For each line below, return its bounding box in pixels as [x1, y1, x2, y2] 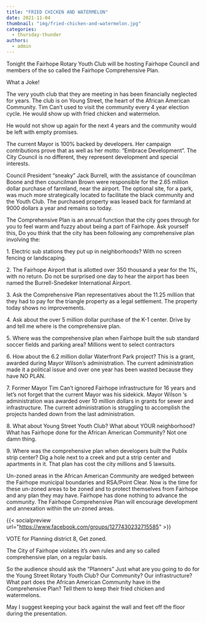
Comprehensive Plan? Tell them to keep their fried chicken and [6, 584, 165, 592]
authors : [6, 37, 29, 44]
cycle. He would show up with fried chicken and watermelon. [6, 110, 161, 117]
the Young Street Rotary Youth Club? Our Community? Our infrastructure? [6, 571, 193, 579]
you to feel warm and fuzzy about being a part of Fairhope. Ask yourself [6, 222, 189, 230]
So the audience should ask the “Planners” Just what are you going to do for [6, 565, 200, 573]
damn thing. [6, 435, 37, 443]
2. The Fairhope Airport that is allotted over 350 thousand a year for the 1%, [6, 266, 198, 273]
